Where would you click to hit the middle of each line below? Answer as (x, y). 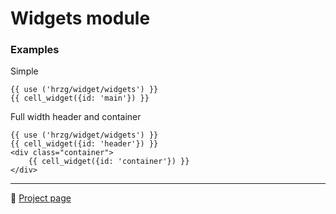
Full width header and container (76, 117)
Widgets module (80, 18)
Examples (35, 50)
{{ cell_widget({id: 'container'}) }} (109, 162)
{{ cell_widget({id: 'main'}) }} (80, 98)
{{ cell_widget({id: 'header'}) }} (84, 144)
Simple (24, 71)
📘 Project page (41, 198)
